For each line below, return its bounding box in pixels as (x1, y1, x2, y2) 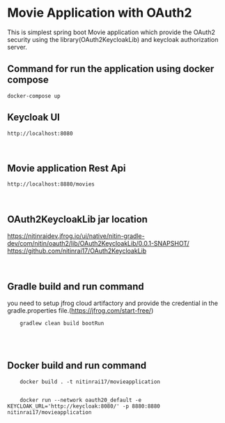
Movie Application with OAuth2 (7, 5, 192, 21)
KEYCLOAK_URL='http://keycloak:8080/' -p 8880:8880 (7, 403, 160, 410)
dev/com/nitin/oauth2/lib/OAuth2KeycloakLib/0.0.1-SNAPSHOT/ (7, 239, 189, 248)
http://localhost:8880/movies (7, 181, 95, 188)
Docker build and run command (7, 359, 147, 371)
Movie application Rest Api (7, 162, 127, 174)
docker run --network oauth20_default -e (20, 396, 141, 403)
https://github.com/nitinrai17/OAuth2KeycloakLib (7, 246, 147, 255)
